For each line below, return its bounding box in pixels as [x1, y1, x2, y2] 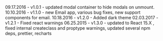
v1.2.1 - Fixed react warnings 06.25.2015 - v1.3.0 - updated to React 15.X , [5, 20, 155, 26]
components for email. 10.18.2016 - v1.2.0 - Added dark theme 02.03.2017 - [5, 15, 159, 20]
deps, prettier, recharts [5, 31, 52, 36]
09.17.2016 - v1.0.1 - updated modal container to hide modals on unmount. [5, 4, 155, 10]
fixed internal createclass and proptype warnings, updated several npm [5, 25, 151, 31]
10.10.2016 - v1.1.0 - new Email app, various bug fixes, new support [5, 9, 141, 15]
